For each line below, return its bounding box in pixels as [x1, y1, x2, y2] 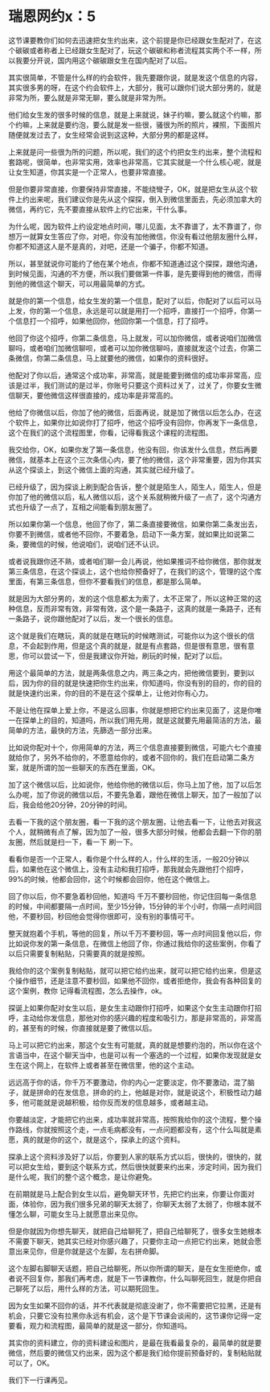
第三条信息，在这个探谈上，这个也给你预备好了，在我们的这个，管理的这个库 [8, 566, 262, 576]
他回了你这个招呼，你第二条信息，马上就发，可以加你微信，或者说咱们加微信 [8, 333, 262, 343]
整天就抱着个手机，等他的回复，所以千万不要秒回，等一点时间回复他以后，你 [8, 929, 262, 938]
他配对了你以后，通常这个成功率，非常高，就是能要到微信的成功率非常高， [8, 370, 255, 380]
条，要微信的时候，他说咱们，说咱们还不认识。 [8, 539, 163, 549]
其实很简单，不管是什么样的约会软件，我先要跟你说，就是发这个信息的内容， [8, 72, 262, 82]
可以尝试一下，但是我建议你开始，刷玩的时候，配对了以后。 [29, 651, 227, 661]
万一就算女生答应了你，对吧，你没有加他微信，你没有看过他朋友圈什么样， [14, 231, 262, 241]
